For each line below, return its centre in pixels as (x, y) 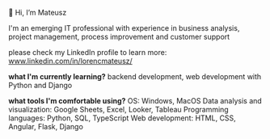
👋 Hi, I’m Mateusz (38, 13)
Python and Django (40, 85)
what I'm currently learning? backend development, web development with (135, 76)
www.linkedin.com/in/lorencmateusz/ (71, 61)
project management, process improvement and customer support (119, 37)
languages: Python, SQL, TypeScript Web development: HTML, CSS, (122, 118)
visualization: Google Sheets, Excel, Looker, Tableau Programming (118, 110)
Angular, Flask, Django (46, 126)
